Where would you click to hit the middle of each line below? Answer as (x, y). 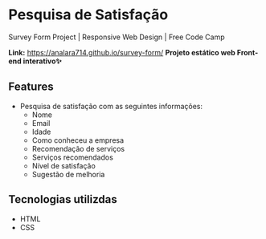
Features (31, 87)
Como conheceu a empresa (78, 140)
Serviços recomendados (73, 157)
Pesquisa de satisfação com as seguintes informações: (111, 106)
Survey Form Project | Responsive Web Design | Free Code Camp (117, 37)
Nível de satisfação (64, 165)
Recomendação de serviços (78, 148)
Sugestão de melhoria (68, 174)
